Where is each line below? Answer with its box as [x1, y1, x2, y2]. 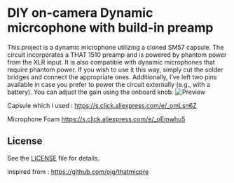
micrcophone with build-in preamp [7, 20, 214, 36]
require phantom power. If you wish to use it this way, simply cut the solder [7, 65, 223, 74]
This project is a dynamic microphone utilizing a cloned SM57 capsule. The [7, 43, 224, 51]
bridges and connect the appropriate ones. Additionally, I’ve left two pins [7, 72, 217, 81]
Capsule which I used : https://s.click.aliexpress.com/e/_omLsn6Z [7, 101, 198, 109]
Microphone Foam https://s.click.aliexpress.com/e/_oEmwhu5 [7, 114, 186, 123]
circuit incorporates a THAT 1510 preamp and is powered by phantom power [7, 50, 227, 59]
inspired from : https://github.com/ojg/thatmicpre [7, 167, 149, 176]
